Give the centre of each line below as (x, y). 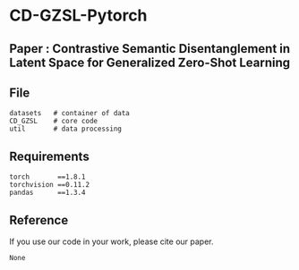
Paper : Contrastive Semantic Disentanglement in (150, 49)
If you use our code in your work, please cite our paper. (111, 241)
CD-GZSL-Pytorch (78, 16)
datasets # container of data (69, 114)
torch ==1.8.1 (48, 177)
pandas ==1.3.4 (48, 193)
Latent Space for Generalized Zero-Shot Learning (150, 62)
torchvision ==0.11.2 (50, 185)
